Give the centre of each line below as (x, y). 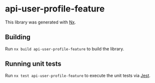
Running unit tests (33, 64)
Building (18, 37)
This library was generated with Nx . (40, 22)
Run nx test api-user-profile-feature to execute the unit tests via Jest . (78, 75)
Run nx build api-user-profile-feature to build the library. (65, 48)
